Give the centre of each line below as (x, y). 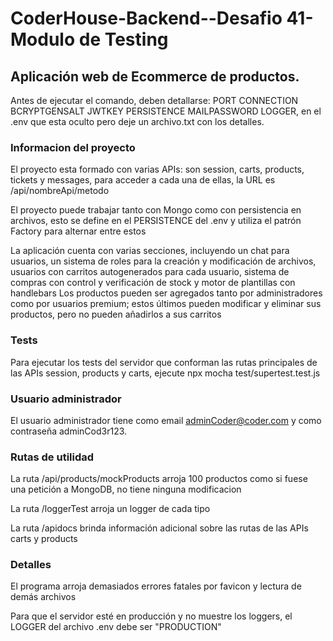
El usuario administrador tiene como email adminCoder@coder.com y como (166, 420)
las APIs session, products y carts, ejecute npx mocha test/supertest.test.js (165, 373)
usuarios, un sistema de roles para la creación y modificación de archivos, (163, 261)
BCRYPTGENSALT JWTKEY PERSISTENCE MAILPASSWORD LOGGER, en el (166, 111)
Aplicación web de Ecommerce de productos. (155, 76)
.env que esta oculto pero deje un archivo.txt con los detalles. (137, 121)
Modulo (43, 39)
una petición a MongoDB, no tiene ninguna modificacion (126, 489)
